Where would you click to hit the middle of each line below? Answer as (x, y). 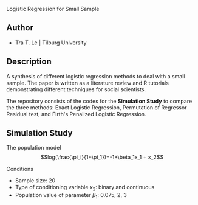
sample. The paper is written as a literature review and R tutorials (87, 83)
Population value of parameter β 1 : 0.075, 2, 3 (71, 196)
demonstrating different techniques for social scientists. (76, 89)
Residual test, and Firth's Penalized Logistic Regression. (76, 114)
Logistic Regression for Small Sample (53, 9)
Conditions (20, 169)
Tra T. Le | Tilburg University (51, 43)
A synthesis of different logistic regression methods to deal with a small (96, 76)
